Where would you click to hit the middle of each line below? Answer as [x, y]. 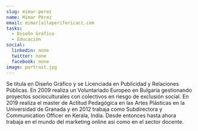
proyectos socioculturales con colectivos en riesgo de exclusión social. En [98, 96]
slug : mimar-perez [29, 12]
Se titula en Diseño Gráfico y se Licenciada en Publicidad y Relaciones [93, 84]
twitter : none [29, 56]
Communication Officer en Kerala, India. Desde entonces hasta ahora [91, 116]
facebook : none [30, 61]
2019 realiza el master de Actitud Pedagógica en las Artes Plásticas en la [95, 103]
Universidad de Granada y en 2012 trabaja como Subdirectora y [84, 109]
